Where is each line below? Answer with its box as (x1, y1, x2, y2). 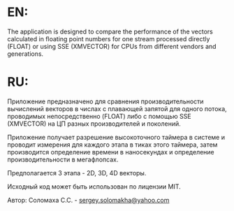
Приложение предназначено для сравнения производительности (7, 97, 204, 105)
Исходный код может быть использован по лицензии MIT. (7, 182, 182, 191)
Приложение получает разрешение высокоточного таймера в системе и (7, 133, 226, 141)
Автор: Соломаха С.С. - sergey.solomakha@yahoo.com (7, 196, 170, 204)
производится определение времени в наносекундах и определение (7, 147, 214, 156)
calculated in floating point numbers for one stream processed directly (7, 34, 210, 43)
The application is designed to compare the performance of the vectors (7, 27, 213, 36)
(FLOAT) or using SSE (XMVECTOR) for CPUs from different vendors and (7, 42, 217, 50)
